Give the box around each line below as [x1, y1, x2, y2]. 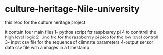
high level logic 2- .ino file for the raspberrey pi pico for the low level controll [5, 34, 159, 40]
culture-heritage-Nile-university [5, 3, 140, 15]
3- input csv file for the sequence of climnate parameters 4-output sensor [5, 39, 154, 45]
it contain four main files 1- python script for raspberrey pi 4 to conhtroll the [5, 29, 157, 35]
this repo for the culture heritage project [5, 19, 86, 25]
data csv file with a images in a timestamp [5, 44, 89, 50]
